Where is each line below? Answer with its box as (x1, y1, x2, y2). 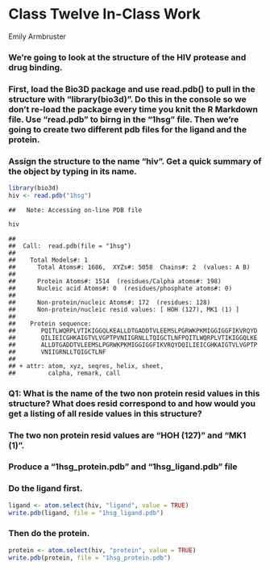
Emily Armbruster (8, 31, 67, 41)
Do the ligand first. (8, 483, 83, 494)
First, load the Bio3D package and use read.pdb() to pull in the (8, 83, 255, 94)
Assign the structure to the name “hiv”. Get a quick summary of (8, 155, 262, 166)
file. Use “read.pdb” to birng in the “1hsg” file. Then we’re (8, 114, 239, 125)
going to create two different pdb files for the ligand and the (8, 124, 247, 135)
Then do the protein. (8, 528, 90, 539)
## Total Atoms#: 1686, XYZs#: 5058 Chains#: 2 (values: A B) (8, 263, 251, 271)
